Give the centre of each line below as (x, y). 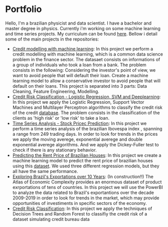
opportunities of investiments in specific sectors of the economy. (79, 203)
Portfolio (24, 9)
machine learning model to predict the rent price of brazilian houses (82, 160)
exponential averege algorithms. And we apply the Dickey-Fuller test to (86, 144)
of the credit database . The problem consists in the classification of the (86, 112)
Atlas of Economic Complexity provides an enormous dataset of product (87, 182)
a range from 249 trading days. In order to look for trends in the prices (85, 134)
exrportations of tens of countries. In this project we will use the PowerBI (88, 187)
